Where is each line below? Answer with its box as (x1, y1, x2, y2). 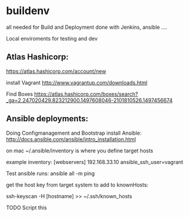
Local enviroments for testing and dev (6, 35, 98, 42)
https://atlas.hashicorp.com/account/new (6, 68, 107, 75)
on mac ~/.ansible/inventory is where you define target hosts (6, 147, 154, 154)
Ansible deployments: (6, 113, 89, 124)
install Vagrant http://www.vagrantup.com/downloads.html (6, 79, 148, 86)
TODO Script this (6, 204, 47, 211)
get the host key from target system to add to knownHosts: (6, 181, 148, 188)
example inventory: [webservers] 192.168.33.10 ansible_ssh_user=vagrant (6, 158, 184, 165)
